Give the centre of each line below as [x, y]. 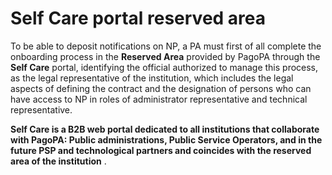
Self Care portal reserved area [138, 18]
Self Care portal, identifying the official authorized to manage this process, [164, 67]
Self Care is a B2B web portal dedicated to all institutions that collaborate [165, 129]
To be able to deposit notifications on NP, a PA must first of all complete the [166, 46]
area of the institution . [58, 161]
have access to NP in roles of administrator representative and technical [159, 99]
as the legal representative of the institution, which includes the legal [152, 78]
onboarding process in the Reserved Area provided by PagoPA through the [165, 56]
